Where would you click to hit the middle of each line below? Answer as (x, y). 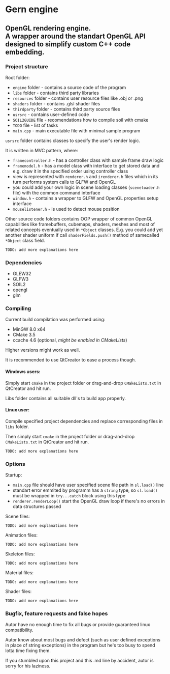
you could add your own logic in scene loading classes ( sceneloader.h (86, 187)
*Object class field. (25, 240)
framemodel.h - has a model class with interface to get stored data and (86, 165)
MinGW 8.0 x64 (29, 329)
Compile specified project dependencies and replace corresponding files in (84, 421)
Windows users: (23, 372)
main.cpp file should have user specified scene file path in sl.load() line (88, 485)
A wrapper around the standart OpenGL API (75, 36)
